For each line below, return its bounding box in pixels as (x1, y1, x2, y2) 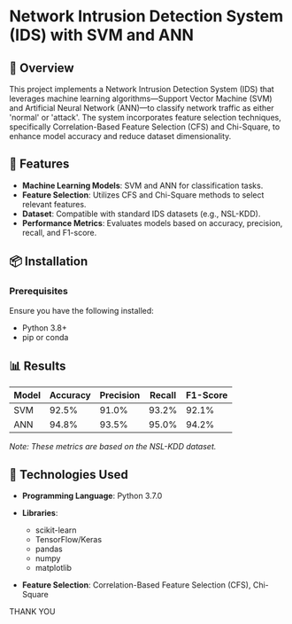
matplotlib (35, 563, 73, 573)
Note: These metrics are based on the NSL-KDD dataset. (9, 441, 217, 452)
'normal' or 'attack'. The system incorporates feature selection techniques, (9, 113, 281, 122)
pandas (35, 543, 64, 555)
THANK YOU (9, 606, 56, 617)
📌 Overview (9, 60, 74, 75)
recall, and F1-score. (21, 227, 97, 238)
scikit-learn (35, 525, 77, 535)
